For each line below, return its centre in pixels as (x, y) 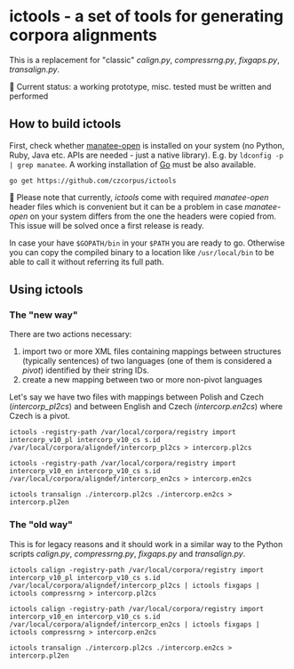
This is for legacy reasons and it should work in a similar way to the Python (146, 544)
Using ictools (46, 290)
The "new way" (44, 315)
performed (29, 96)
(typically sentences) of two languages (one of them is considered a (147, 361)
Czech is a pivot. (40, 416)
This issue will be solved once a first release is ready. (107, 225)
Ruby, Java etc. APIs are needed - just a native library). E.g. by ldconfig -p (147, 155)
